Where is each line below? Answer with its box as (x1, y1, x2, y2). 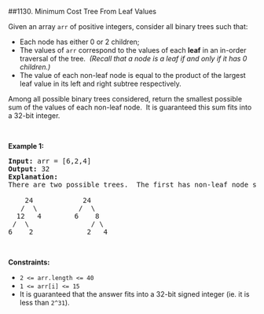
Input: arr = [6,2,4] (8, 157, 92, 165)
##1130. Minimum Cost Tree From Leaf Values (8, 7, 157, 16)
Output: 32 (8, 164, 50, 173)
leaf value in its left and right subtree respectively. (19, 79, 182, 88)
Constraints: (8, 257, 50, 267)
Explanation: (8, 172, 59, 181)
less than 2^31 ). (19, 298, 70, 307)
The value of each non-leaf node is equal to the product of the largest (19, 71, 246, 79)
